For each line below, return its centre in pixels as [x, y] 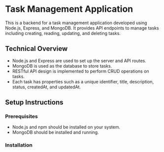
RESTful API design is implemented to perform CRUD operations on [81, 71]
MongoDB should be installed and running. [56, 132]
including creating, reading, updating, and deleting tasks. [63, 33]
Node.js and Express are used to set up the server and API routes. [79, 61]
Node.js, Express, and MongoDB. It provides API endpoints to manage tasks [82, 28]
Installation [19, 145]
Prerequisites [21, 116]
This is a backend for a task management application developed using [76, 23]
